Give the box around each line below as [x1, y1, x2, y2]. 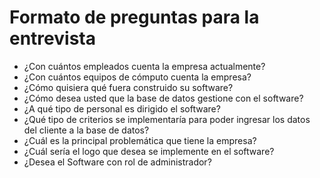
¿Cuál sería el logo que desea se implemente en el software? [23, 145, 275, 157]
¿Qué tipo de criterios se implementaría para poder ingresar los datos [23, 113, 311, 125]
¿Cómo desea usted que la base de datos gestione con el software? [23, 92, 304, 104]
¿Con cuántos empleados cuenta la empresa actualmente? [23, 60, 266, 72]
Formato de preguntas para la [9, 6, 260, 29]
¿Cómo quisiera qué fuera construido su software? [23, 81, 234, 93]
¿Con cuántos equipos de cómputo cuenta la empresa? [23, 71, 252, 83]
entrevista [9, 27, 96, 50]
